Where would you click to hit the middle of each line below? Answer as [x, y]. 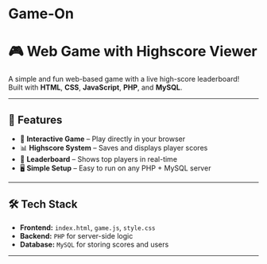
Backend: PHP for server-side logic [76, 235]
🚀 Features [35, 120]
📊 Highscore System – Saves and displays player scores [114, 147]
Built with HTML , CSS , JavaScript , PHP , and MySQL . [95, 87]
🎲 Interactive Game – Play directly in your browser [103, 139]
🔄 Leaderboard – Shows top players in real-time [98, 159]
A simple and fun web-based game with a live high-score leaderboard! [124, 79]
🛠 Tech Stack [43, 204]
